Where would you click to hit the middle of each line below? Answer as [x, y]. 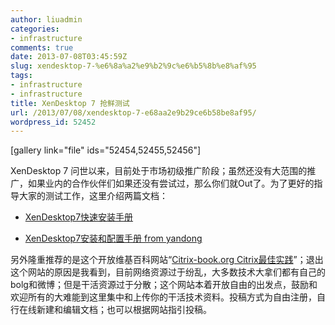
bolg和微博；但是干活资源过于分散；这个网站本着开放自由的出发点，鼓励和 [164, 285]
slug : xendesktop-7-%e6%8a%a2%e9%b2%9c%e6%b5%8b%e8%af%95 [133, 66]
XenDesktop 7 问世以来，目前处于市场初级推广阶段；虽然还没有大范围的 [159, 171]
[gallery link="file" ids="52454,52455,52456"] [106, 150]
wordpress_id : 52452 [53, 122]
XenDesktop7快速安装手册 [79, 217]
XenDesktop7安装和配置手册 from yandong [113, 238]
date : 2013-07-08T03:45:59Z [69, 57]
